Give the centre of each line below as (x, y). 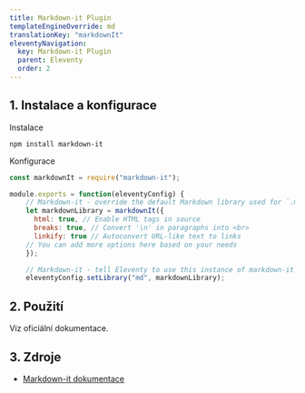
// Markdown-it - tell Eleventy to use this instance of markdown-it (160, 269)
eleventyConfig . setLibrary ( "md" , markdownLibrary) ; (125, 278)
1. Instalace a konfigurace (83, 106)
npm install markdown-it (56, 144)
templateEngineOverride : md (63, 26)
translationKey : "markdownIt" (67, 35)
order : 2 (34, 69)
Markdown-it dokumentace (74, 378)
